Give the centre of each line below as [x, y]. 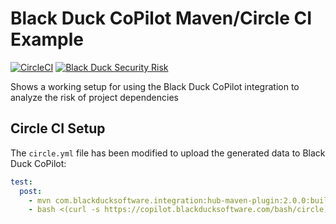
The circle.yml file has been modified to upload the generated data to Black [168, 153]
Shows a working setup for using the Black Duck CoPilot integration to [155, 86]
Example [47, 39]
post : [31, 191]
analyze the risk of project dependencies [94, 97]
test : [21, 182]
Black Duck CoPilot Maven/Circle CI [161, 18]
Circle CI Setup [58, 128]
